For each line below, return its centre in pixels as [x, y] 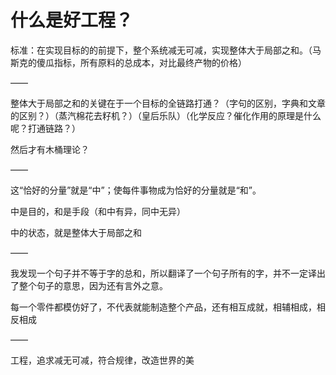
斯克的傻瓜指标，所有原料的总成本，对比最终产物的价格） [128, 62]
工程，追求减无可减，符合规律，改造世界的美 [102, 360]
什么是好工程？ [72, 20]
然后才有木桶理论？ [50, 149]
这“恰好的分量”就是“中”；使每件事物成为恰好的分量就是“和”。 [136, 190]
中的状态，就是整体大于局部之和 [76, 232]
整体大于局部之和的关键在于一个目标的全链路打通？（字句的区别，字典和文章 [168, 103]
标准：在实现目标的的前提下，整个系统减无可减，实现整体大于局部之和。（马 [166, 50]
